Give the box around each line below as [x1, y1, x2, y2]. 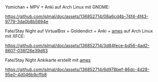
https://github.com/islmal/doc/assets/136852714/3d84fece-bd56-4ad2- [5, 43, 150, 48]
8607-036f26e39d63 [5, 48, 48, 53]
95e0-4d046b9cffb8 [5, 72, 47, 77]
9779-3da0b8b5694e [5, 19, 49, 24]
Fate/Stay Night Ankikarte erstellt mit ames [5, 57, 91, 63]
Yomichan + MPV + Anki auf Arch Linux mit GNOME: [5, 4, 110, 10]
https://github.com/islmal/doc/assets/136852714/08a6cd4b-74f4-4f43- [5, 14, 149, 19]
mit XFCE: [5, 33, 25, 39]
